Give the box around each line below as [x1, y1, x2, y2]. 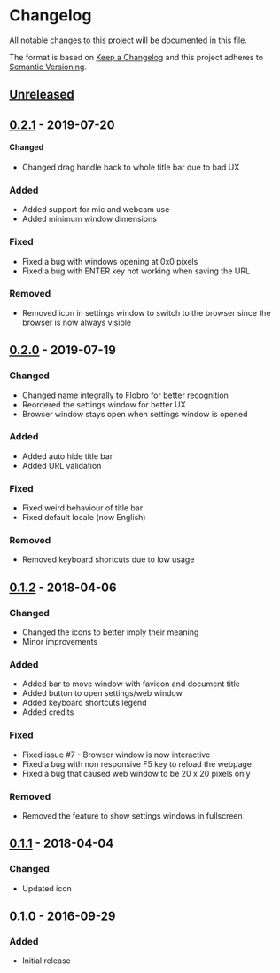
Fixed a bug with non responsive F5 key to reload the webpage [21, 758, 253, 769]
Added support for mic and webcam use [21, 204, 170, 215]
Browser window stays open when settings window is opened [21, 408, 248, 419]
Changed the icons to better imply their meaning [21, 627, 199, 637]
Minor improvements [21, 637, 98, 647]
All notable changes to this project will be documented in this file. [9, 35, 248, 45]
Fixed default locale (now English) [21, 512, 146, 523]
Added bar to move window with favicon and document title [21, 678, 241, 689]
